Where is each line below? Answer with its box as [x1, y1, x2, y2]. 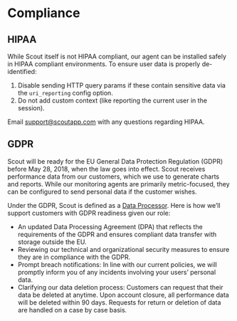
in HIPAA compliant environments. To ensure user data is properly [7, 60, 201, 68]
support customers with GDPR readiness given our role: [7, 209, 171, 217]
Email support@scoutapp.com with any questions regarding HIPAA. [7, 117, 205, 126]
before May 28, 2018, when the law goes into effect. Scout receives [7, 164, 206, 173]
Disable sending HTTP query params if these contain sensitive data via [17, 81, 226, 90]
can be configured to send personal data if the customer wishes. [7, 187, 197, 196]
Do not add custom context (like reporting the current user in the [17, 96, 208, 105]
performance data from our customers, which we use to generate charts [7, 172, 220, 181]
